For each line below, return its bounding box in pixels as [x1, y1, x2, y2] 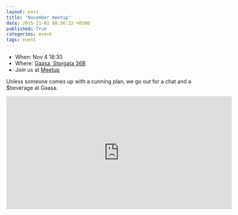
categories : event [6, 31, 52, 37]
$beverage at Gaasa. [6, 84, 58, 91]
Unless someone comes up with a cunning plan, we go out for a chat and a [6, 78, 192, 85]
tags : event [6, 37, 36, 43]
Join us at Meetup [14, 66, 60, 73]
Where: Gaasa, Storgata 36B [14, 60, 86, 67]
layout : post [6, 8, 39, 15]
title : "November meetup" [6, 14, 71, 20]
